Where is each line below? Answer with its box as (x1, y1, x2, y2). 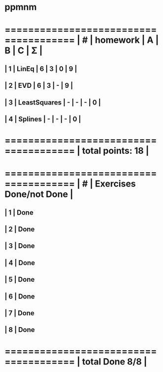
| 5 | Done (4, 275, 35, 284)
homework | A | (95, 35, 159, 46)
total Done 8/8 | (82, 356, 147, 367)
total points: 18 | (82, 145, 149, 156)
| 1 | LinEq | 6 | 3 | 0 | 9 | (4, 65, 77, 73)
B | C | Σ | (4, 45, 43, 56)
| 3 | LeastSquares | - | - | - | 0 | (4, 98, 101, 107)
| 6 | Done (4, 292, 35, 300)
